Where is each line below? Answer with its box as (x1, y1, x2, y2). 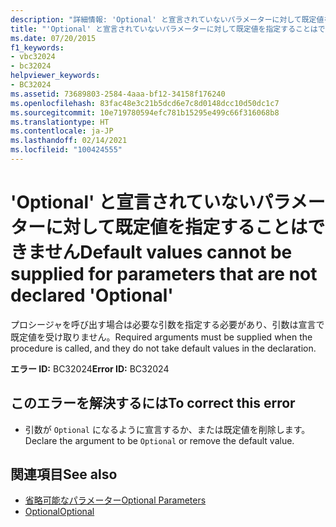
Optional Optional (24, 506, 95, 518)
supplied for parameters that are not (10, 263, 318, 286)
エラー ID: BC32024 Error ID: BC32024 (10, 362, 170, 375)
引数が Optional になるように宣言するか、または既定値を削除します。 (24, 423, 311, 435)
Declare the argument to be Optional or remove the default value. (24, 434, 295, 446)
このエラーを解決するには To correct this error (10, 395, 296, 412)
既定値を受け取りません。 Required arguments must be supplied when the (10, 331, 313, 343)
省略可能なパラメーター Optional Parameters (24, 494, 207, 506)
